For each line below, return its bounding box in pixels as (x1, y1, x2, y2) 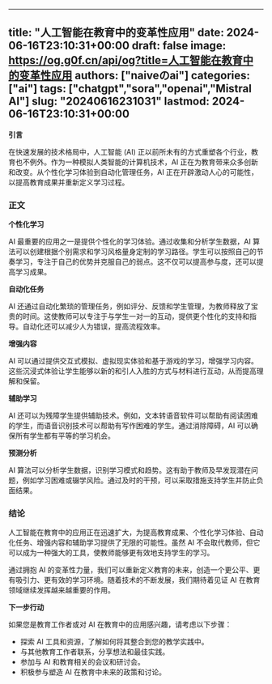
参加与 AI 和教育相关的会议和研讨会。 (19, 657, 146, 667)
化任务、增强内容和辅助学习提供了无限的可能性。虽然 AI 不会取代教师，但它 (8, 537, 261, 547)
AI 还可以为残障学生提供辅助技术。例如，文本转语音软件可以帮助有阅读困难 (8, 410, 259, 421)
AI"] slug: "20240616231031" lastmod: (8, 95, 210, 108)
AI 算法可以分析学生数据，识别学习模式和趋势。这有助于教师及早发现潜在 (8, 465, 252, 475)
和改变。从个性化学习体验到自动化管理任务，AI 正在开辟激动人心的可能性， (8, 167, 259, 176)
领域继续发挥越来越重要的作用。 (8, 585, 115, 595)
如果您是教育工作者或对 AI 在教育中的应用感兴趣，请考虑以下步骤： (8, 620, 232, 630)
